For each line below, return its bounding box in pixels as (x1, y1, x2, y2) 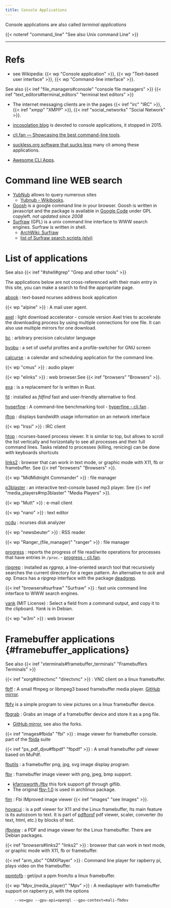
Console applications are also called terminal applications (5, 21, 127, 27)
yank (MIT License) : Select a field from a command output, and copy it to (5, 600, 160, 606)
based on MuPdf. (5, 751, 42, 758)
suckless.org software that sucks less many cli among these (12, 141, 139, 148)
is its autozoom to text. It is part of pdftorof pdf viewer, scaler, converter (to (5, 812, 163, 818)
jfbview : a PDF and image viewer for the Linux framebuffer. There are (5, 827, 152, 833)
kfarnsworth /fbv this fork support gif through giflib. (12, 781, 121, 787)
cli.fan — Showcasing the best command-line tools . (12, 132, 121, 138)
